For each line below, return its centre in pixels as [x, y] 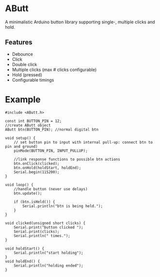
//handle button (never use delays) [51, 189]
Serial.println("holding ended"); [48, 265]
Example [23, 99]
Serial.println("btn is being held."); [63, 206]
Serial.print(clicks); [37, 231]
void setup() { [20, 138]
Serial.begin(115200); [37, 172]
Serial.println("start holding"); [48, 253]
